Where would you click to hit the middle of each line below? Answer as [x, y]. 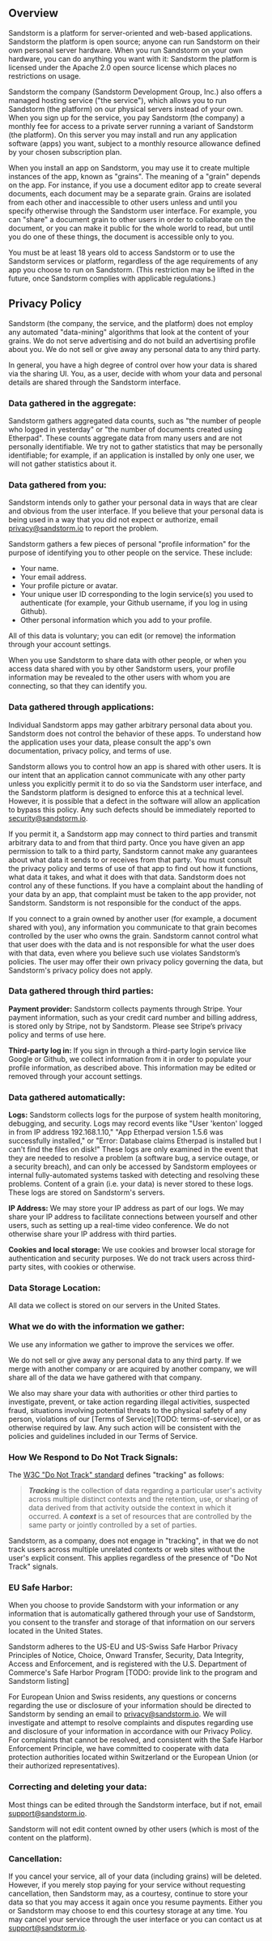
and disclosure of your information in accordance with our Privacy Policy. [130, 1732]
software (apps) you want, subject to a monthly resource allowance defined [134, 143]
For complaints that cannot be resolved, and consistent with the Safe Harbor [136, 1740]
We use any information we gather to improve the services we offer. [121, 1344]
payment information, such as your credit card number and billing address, [133, 1017]
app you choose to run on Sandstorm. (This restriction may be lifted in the [132, 269]
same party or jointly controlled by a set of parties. [113, 1525]
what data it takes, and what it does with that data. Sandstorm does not [127, 877]
